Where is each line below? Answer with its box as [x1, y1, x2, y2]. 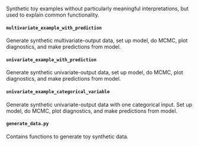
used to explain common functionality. [6, 11, 100, 18]
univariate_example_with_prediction [6, 56, 97, 63]
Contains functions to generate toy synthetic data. [6, 133, 129, 140]
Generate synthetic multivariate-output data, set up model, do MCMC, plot [6, 37, 188, 44]
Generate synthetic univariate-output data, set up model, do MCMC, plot [6, 69, 184, 76]
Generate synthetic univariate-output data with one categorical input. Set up [6, 101, 193, 108]
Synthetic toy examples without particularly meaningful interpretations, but [6, 5, 189, 12]
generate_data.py [6, 121, 49, 127]
